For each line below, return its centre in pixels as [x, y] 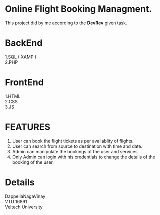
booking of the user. [33, 162]
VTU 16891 [16, 201]
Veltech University [24, 207]
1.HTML [13, 96]
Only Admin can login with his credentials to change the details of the [84, 157]
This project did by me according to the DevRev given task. [66, 23]
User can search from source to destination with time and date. [77, 146]
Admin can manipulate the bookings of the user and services [75, 151]
